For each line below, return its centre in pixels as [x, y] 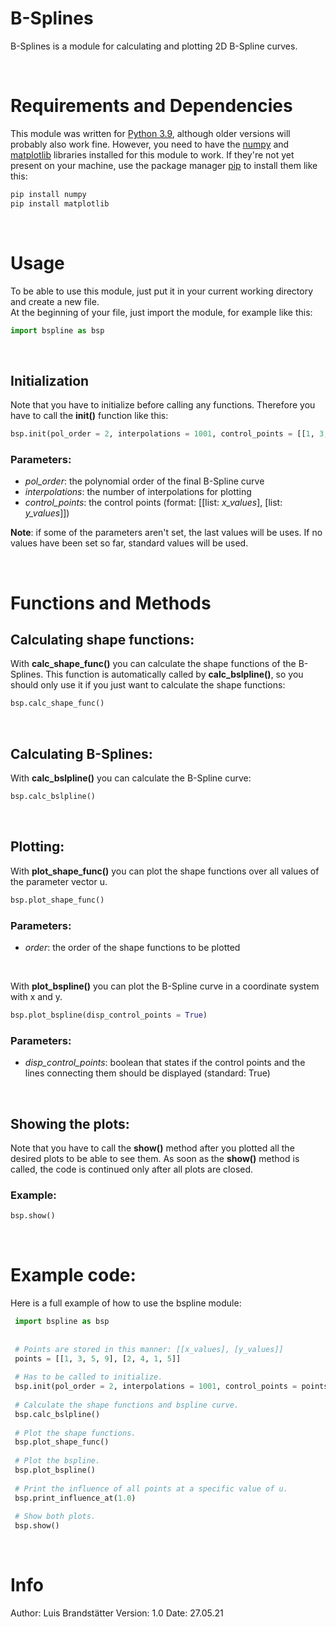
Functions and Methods [111, 603]
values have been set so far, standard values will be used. [129, 543]
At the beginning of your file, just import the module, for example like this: [161, 312]
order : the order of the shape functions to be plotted [132, 947]
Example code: [73, 1275]
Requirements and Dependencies [151, 106]
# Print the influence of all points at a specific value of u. [151, 1488]
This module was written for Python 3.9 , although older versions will [150, 133]
